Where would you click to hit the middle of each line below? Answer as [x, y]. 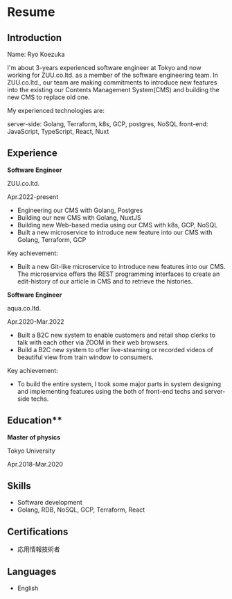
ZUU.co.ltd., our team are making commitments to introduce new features [112, 83]
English [28, 588]
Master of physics [34, 437]
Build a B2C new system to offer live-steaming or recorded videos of [115, 349]
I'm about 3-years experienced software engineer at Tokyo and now [105, 68]
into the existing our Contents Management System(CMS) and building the [113, 90]
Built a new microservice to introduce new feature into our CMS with [115, 232]
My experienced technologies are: [56, 111]
